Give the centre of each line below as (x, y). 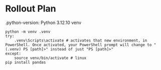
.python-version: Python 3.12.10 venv (43, 22)
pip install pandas (26, 62)
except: (13, 53)
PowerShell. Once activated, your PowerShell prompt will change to (78, 45)
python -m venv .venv (28, 31)
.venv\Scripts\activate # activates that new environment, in (81, 40)
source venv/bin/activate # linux (50, 58)
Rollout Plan (31, 9)
